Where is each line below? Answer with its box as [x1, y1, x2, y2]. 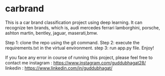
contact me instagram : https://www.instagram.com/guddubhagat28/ [5, 60, 146, 66]
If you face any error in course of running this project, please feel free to [5, 54, 153, 60]
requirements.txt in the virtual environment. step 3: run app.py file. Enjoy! [5, 45, 155, 51]
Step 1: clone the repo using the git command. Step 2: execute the [5, 39, 140, 45]
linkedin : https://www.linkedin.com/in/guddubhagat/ [5, 65, 112, 71]
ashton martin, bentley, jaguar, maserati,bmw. [5, 30, 98, 36]
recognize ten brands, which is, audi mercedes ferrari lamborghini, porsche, [5, 24, 160, 30]
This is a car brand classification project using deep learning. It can [5, 19, 143, 25]
